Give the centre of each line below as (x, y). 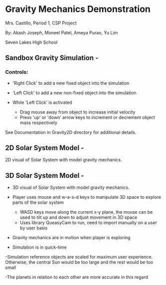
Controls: (17, 72)
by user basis (34, 228)
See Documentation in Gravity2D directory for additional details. (71, 132)
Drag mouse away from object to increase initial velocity (78, 112)
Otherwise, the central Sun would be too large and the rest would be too (79, 262)
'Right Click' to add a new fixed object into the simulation (71, 83)
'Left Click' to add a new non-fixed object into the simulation (74, 93)
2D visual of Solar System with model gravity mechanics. (64, 160)
